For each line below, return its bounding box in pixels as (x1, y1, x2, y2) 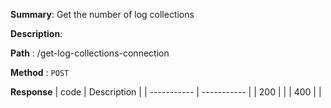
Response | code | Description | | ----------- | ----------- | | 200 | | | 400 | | (10, 86, 322, 98)
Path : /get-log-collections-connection (10, 47, 170, 59)
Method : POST (10, 67, 70, 78)
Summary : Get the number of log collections (10, 9, 195, 20)
